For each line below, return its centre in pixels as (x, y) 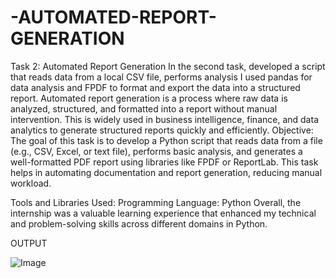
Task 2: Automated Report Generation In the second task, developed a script (168, 66)
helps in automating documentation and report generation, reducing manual (166, 172)
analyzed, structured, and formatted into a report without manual (144, 108)
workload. (31, 183)
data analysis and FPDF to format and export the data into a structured (155, 87)
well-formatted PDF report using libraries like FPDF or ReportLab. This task (164, 162)
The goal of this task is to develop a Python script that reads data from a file (166, 140)
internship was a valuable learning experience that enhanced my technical (163, 213)
